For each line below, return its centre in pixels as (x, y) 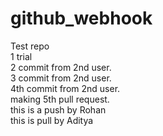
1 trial (21, 56)
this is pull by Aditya (52, 120)
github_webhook (81, 18)
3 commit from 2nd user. (61, 78)
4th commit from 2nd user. (65, 88)
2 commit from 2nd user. (61, 67)
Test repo (30, 46)
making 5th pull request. (60, 99)
